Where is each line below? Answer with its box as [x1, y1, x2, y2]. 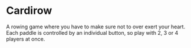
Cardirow [6, 4, 52, 17]
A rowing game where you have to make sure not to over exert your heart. [6, 23, 186, 30]
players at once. [6, 35, 45, 42]
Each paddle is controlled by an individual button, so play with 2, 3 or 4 [6, 29, 179, 36]
